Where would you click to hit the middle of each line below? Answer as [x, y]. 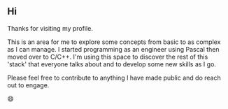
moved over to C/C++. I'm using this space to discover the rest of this [108, 57]
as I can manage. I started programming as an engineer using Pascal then [113, 49]
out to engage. [28, 85]
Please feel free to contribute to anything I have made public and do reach [114, 78]
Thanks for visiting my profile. [50, 28]
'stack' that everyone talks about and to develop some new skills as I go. [112, 64]
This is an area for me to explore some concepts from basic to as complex [114, 42]
